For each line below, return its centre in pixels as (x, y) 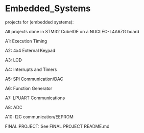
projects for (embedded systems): (39, 22)
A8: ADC (14, 107)
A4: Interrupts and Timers (31, 69)
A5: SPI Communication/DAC (34, 79)
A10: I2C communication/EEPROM (39, 117)
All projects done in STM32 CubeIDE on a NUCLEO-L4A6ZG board (72, 31)
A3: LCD (13, 60)
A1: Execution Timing (26, 41)
